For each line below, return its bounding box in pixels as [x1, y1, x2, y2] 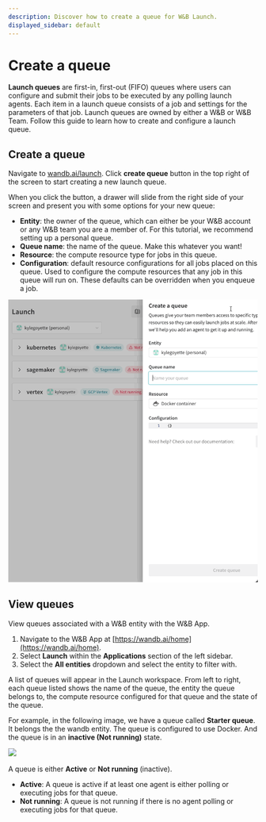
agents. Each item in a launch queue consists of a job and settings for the [8, 99, 248, 109]
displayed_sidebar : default [8, 21, 101, 29]
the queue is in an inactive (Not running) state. [8, 732, 162, 742]
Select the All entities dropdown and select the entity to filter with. [19, 659, 237, 669]
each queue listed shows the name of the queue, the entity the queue [8, 683, 235, 693]
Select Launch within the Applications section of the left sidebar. [19, 651, 234, 660]
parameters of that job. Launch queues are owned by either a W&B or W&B [8, 108, 252, 117]
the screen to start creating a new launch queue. [8, 177, 167, 186]
